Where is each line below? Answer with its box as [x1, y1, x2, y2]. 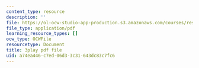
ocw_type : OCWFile [6, 36, 52, 42]
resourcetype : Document [6, 42, 65, 48]
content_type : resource [6, 8, 65, 15]
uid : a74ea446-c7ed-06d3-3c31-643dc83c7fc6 [6, 53, 115, 59]
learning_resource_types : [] [6, 31, 78, 37]
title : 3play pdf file [6, 47, 62, 53]
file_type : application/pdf [6, 25, 76, 31]
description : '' [6, 14, 46, 20]
